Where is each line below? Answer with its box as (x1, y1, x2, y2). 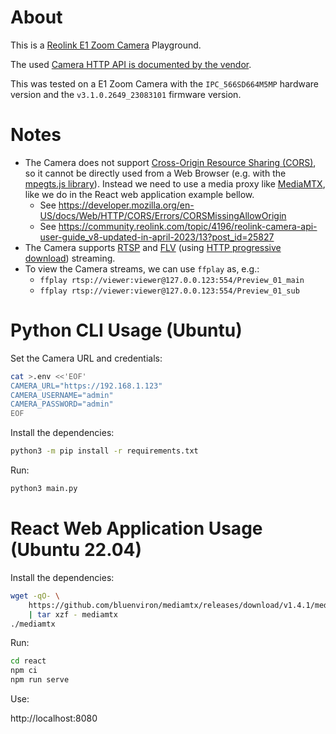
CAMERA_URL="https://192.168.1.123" (10, 381, 163, 391)
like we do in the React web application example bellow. (24, 188, 255, 200)
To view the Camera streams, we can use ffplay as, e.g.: (24, 262, 260, 275)
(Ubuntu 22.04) (10, 539, 143, 561)
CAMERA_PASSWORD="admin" (10, 399, 114, 410)
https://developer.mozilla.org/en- (58, 199, 195, 211)
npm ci (10, 666, 38, 676)
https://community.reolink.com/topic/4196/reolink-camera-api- (58, 220, 318, 232)
